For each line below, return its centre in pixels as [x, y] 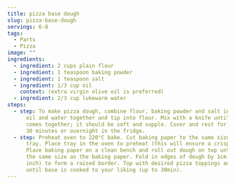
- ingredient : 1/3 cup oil [53, 85]
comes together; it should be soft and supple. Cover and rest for [126, 124]
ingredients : [26, 59]
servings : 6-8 [28, 27]
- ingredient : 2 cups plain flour [64, 66]
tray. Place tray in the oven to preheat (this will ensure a [118, 144]
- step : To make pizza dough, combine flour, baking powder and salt [117, 111]
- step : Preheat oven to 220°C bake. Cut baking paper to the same [114, 137]
